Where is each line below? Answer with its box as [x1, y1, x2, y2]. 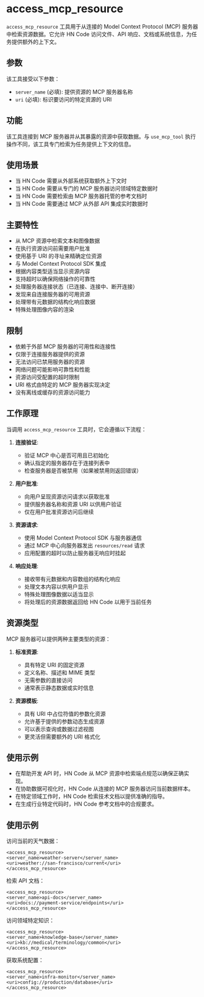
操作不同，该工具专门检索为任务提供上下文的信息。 [6, 140, 135, 148]
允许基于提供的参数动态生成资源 [24, 717, 105, 725]
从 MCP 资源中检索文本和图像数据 [15, 237, 100, 244]
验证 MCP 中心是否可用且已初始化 [24, 451, 110, 459]
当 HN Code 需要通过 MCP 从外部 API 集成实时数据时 [15, 200, 148, 208]
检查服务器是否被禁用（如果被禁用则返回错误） [24, 467, 142, 474]
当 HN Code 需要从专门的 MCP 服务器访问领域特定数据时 [15, 185, 158, 192]
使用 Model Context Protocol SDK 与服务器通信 [24, 534, 142, 541]
